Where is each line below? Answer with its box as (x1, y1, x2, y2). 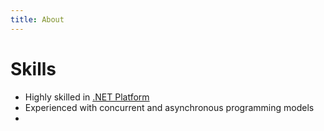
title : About (10, 14, 65, 25)
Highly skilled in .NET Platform (24, 91, 150, 103)
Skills (10, 57, 57, 80)
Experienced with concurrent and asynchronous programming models (24, 101, 315, 113)
